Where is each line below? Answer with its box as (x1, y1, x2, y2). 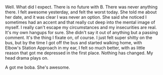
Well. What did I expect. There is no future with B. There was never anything (5, 4, 158, 10)
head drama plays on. (5, 55, 49, 61)
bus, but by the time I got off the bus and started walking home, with (5, 40, 142, 45)
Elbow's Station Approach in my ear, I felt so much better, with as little (5, 45, 145, 50)
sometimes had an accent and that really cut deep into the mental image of (5, 19, 156, 25)
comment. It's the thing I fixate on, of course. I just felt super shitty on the (5, 35, 152, 40)
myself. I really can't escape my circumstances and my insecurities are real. (5, 25, 157, 30)
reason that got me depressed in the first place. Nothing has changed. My (5, 50, 153, 56)
